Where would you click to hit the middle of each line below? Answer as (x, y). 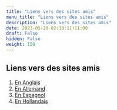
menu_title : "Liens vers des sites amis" (58, 17)
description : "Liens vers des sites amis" (59, 22)
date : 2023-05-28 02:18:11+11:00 (47, 28)
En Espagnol (30, 95)
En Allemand (30, 88)
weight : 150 (21, 45)
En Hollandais (31, 101)
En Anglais (27, 82)
